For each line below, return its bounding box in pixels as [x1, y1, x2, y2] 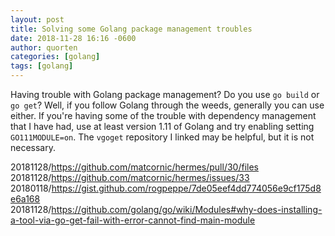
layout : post [10, 14, 65, 25]
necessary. [10, 142, 57, 153]
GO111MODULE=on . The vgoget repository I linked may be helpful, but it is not [10, 131, 315, 143]
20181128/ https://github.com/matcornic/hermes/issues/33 [10, 172, 250, 183]
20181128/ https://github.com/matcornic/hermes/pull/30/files [10, 161, 259, 173]
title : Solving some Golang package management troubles [10, 24, 253, 34]
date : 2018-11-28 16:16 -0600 [10, 33, 137, 43]
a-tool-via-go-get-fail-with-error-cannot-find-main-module [10, 214, 256, 226]
